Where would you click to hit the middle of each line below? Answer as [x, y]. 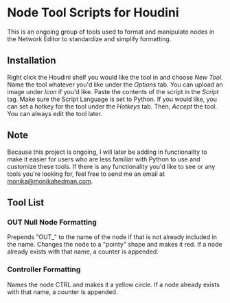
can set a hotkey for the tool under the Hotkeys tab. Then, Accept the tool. [112, 106]
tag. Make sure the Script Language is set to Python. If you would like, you [112, 99]
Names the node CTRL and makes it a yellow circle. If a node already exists [113, 284]
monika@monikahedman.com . [50, 181]
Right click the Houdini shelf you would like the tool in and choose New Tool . [115, 77]
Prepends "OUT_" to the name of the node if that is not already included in [112, 237]
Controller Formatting [44, 269]
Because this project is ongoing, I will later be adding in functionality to [107, 152]
